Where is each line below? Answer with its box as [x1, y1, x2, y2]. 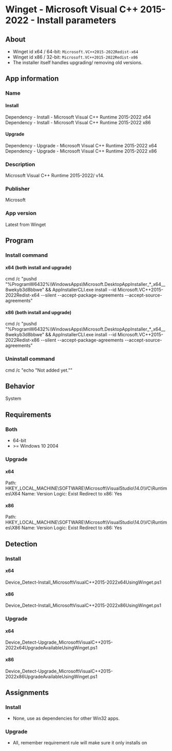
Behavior [5, 382, 35, 391]
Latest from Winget [5, 221, 46, 227]
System [5, 395, 22, 401]
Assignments [5, 688, 49, 697]
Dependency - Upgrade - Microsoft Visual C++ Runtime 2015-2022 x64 [5, 142, 157, 148]
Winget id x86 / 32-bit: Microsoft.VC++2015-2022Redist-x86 [12, 54, 138, 60]
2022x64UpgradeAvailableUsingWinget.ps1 [5, 645, 98, 651]
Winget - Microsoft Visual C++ [5, 4, 139, 15]
